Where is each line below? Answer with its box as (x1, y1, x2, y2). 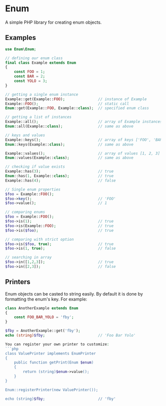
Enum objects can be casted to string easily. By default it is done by (5, 291, 143, 296)
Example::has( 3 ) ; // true (5, 169, 114, 174)
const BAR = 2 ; (14, 74, 45, 79)
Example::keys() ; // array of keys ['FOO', (5, 137, 152, 142)
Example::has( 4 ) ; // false (5, 178, 116, 183)
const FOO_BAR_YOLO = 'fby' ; (14, 315, 74, 320)
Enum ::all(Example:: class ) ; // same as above (5, 124, 134, 129)
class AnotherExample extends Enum (5, 305, 79, 311)
